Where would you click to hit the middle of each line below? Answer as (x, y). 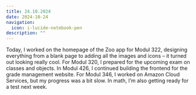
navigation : (20, 22)
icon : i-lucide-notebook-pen (47, 28)
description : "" (26, 33)
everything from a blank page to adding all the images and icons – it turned (97, 56)
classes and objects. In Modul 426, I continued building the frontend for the (97, 68)
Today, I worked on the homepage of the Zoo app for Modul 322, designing (97, 50)
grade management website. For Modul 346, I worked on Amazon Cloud (93, 75)
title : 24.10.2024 (28, 11)
